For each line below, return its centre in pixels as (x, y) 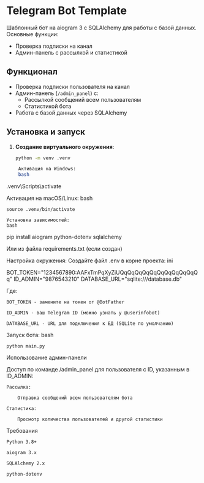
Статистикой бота (48, 106)
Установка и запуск (46, 132)
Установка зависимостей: (38, 220)
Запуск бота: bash (30, 335)
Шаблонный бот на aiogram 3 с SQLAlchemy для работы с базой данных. (102, 28)
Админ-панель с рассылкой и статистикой (71, 52)
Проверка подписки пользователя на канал (73, 86)
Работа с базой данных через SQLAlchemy (71, 112)
